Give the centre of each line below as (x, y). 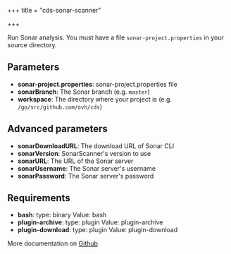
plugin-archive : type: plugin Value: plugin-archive (90, 222)
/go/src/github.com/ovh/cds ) (60, 107)
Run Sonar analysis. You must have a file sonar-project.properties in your (115, 37)
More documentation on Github (53, 243)
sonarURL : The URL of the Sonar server (75, 161)
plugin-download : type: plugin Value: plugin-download (98, 230)
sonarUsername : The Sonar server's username (87, 168)
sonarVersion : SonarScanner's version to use (84, 153)
